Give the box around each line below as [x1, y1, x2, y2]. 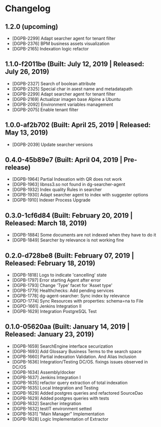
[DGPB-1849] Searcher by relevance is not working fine [12, 237, 124, 243]
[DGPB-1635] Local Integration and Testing [12, 385, 99, 391]
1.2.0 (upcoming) [5, 23, 59, 31]
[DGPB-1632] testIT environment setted [12, 405, 92, 411]
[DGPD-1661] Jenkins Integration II [12, 303, 82, 309]
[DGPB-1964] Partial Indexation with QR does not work [12, 176, 122, 182]
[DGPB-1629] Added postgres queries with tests [12, 395, 109, 401]
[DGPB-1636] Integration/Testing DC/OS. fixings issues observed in [12, 358, 148, 365]
